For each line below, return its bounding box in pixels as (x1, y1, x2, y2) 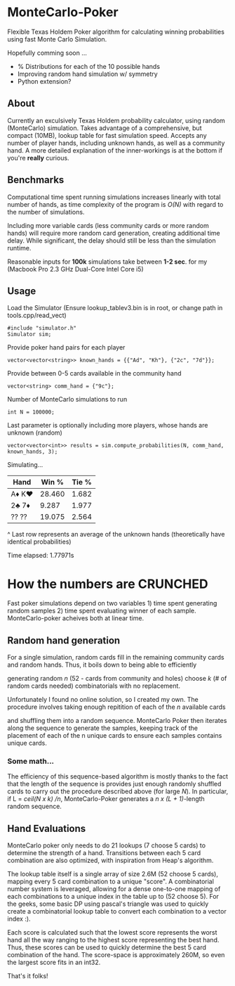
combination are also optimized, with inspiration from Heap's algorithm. (7, 856, 214, 865)
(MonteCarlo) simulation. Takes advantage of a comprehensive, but (7, 124, 202, 132)
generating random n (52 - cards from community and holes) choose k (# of (7, 674, 227, 683)
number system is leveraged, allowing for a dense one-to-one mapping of (7, 885, 221, 893)
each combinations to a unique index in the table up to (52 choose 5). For (7, 892, 220, 901)
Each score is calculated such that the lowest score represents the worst (7, 928, 217, 937)
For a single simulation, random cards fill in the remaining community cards (7, 653, 224, 662)
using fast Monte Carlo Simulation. (7, 34, 107, 43)
